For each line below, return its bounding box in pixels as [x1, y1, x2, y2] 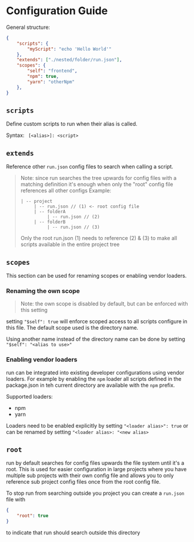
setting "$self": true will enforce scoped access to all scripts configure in [6, 318, 188, 325]
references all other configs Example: [20, 187, 112, 194]
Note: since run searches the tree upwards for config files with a [20, 175, 177, 182]
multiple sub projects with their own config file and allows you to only [6, 472, 174, 479]
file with [6, 496, 25, 503]
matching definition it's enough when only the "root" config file [20, 181, 173, 188]
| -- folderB [34, 219, 66, 225]
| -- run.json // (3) [46, 224, 100, 231]
